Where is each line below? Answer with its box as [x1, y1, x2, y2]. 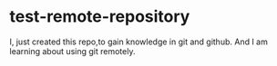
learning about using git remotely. [9, 45, 136, 56]
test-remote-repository [9, 6, 190, 27]
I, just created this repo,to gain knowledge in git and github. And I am [9, 36, 269, 47]
